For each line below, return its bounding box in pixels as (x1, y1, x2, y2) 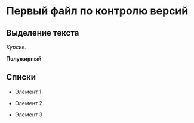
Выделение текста (6, 28, 79, 38)
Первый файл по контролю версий (6, 4, 189, 18)
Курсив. (6, 43, 27, 51)
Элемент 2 (14, 99, 43, 106)
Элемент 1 (14, 88, 42, 95)
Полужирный (6, 55, 42, 62)
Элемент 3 (14, 111, 43, 118)
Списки (6, 72, 36, 83)
